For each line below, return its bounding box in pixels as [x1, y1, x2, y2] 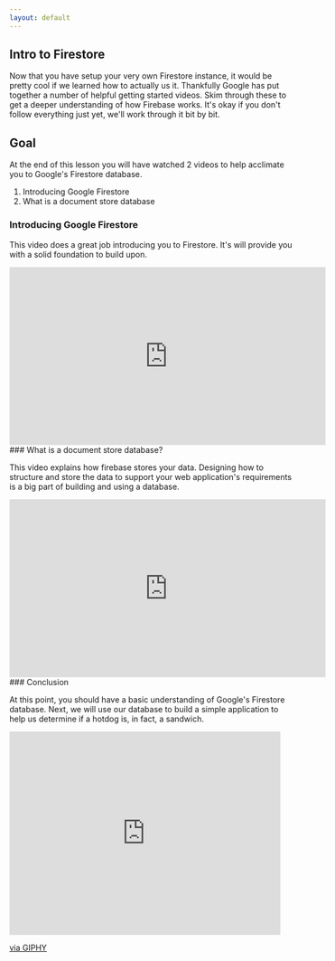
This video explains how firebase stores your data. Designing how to [9, 462, 265, 473]
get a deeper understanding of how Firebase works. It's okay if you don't [9, 99, 282, 110]
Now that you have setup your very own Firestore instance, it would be [9, 71, 273, 81]
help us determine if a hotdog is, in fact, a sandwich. [9, 713, 205, 724]
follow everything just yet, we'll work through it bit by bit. [9, 109, 220, 120]
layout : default [9, 13, 70, 23]
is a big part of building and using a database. [9, 481, 180, 492]
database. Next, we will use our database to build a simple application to [9, 703, 279, 714]
